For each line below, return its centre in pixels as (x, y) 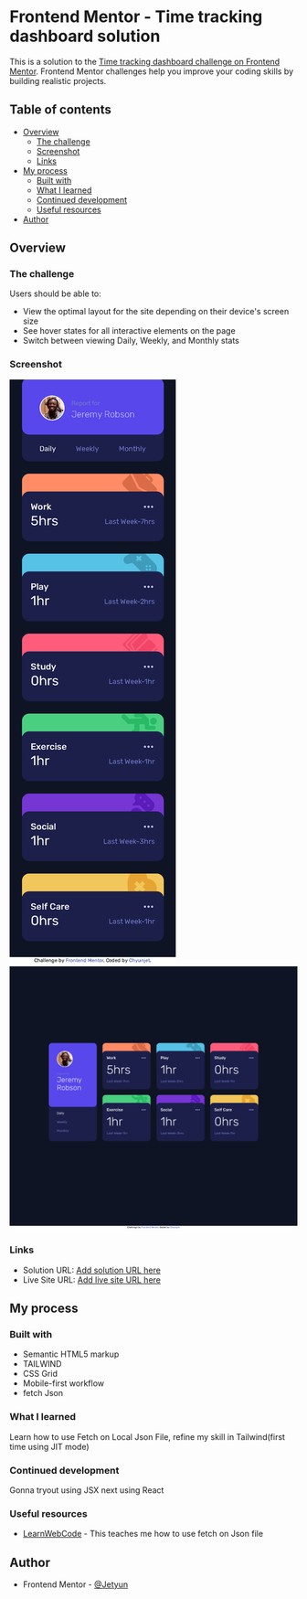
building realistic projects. (58, 80)
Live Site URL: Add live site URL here (92, 1279)
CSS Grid (40, 1374)
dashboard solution (85, 36)
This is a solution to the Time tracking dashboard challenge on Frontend (145, 61)
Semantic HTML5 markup (71, 1354)
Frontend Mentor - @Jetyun (75, 1584)
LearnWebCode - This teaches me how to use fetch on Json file (143, 1534)
